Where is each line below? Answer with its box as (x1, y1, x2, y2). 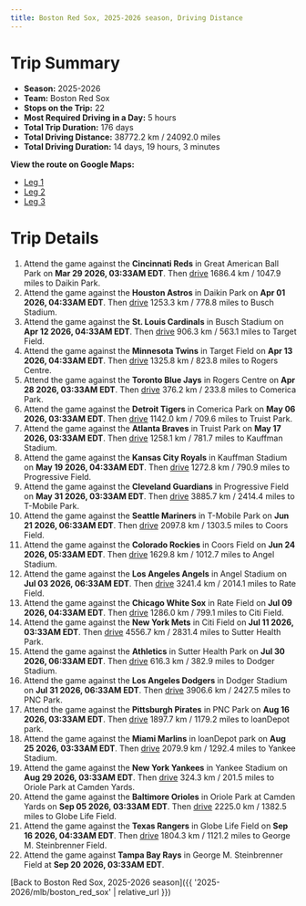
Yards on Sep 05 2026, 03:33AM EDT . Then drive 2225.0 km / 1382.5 (23, 800, 287, 812)
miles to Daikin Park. (23, 277, 101, 288)
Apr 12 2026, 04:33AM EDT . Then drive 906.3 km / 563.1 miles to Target (23, 326, 297, 337)
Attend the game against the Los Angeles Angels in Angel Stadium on (23, 568, 288, 579)
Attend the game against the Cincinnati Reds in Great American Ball (23, 257, 280, 269)
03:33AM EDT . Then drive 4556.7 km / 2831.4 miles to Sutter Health (23, 626, 281, 637)
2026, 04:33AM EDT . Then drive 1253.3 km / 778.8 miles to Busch (23, 297, 274, 307)
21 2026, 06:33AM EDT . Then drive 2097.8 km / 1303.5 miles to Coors (23, 519, 289, 530)
